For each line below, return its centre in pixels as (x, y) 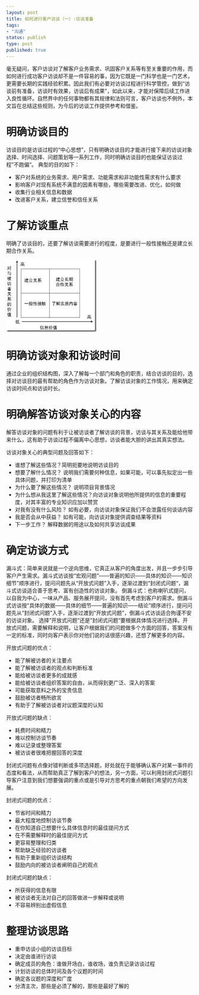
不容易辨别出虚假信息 (41, 905)
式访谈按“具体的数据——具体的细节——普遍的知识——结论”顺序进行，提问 (97, 605)
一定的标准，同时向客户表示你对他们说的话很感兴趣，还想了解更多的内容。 (97, 635)
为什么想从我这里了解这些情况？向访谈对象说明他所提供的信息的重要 (98, 494)
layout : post (22, 12)
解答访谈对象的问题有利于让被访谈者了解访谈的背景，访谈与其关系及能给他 (97, 432)
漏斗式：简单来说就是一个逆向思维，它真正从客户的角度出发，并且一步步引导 (99, 568)
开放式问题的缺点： (30, 717)
